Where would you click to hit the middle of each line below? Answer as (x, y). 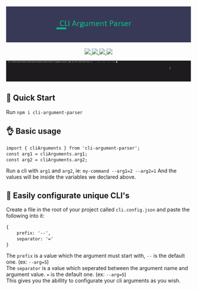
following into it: (26, 216)
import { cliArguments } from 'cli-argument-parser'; (73, 148)
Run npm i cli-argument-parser (45, 112)
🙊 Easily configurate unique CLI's (68, 195)
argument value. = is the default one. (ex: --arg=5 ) (66, 274)
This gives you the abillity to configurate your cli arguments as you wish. (93, 281)
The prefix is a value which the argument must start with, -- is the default (96, 256)
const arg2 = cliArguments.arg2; (47, 160)
